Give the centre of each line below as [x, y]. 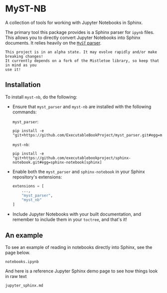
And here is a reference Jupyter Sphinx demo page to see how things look [82, 271]
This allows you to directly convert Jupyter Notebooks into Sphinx [73, 37]
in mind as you [21, 65]
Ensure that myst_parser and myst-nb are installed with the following [82, 106]
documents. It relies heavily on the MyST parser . [53, 42]
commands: [24, 112]
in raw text [16, 276]
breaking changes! [24, 56]
